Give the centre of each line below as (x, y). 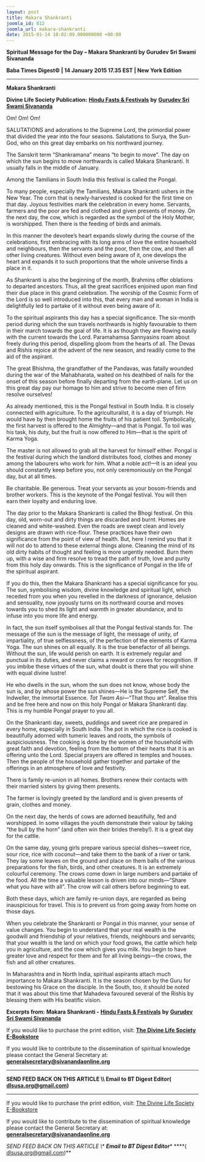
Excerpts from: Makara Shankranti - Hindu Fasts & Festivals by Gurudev (100, 1012)
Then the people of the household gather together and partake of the (93, 761)
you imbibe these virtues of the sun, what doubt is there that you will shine (100, 667)
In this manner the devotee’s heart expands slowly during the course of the (101, 236)
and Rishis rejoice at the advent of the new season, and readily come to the (101, 350)
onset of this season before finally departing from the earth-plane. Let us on (102, 382)
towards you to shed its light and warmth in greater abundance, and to (95, 609)
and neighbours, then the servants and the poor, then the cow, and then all (100, 249)
